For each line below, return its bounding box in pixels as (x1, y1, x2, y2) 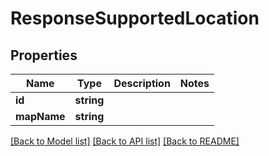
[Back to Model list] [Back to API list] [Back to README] (10, 135, 240, 147)
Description (113, 77, 171, 90)
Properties (10, 47, 78, 64)
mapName (15, 110, 66, 123)
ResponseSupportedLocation (10, 7, 260, 30)
